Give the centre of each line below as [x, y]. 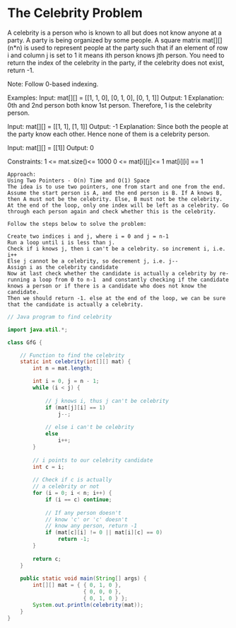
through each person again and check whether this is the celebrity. [112, 211]
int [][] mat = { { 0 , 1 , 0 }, [77, 586]
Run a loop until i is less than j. [61, 242]
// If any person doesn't [83, 513]
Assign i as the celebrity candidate [63, 267]
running [19, 280]
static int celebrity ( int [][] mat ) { [76, 362]
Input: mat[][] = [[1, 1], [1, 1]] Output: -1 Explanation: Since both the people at [118, 126]
